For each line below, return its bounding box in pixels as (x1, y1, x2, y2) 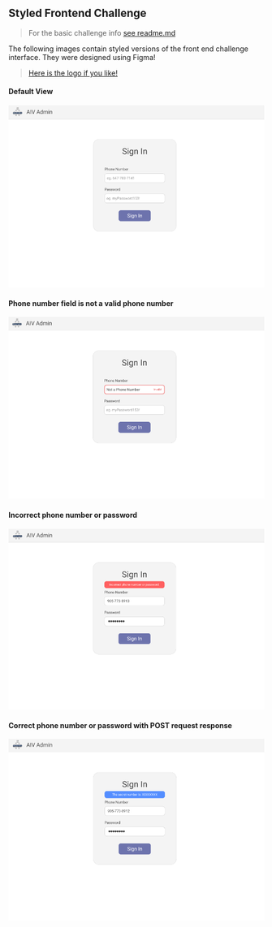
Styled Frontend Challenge (8, 6, 147, 20)
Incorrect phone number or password (8, 510, 138, 520)
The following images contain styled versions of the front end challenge (8, 44, 249, 54)
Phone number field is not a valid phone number (8, 298, 174, 308)
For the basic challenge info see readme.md (28, 28, 176, 37)
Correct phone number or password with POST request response (8, 720, 233, 730)
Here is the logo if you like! (28, 68, 118, 78)
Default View (8, 87, 54, 97)
